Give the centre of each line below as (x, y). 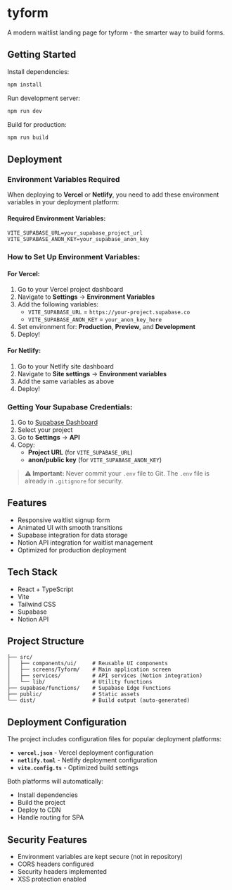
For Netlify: (24, 350)
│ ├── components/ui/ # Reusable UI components (88, 664)
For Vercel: (24, 273)
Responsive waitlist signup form (64, 520)
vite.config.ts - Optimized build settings (78, 768)
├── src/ (20, 657)
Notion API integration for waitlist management (85, 542)
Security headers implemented (62, 871)
